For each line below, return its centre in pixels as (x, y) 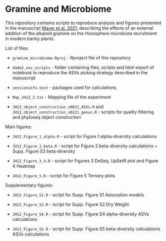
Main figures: (19, 127)
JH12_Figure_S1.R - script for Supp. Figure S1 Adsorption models (78, 194)
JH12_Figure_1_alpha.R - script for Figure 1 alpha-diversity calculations (84, 136)
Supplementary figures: (29, 185)
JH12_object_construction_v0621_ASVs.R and (58, 106)
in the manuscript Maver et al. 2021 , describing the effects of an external (79, 28)
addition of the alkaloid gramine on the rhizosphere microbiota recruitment (81, 33)
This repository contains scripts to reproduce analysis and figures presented (83, 23)
